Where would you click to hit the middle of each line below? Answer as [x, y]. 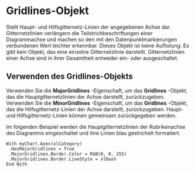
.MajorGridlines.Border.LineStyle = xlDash [62, 159]
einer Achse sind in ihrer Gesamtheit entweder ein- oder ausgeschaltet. [92, 58]
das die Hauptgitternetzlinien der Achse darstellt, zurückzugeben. [85, 97]
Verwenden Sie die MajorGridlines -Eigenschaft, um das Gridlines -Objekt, [97, 90]
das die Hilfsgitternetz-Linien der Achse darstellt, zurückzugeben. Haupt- [95, 109]
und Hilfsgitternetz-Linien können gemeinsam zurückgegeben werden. [91, 115]
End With [17, 164]
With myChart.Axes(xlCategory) [44, 144]
